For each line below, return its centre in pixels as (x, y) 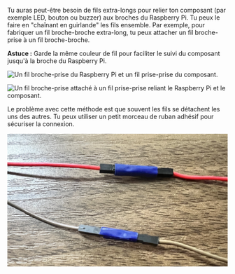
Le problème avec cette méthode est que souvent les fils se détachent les (114, 109)
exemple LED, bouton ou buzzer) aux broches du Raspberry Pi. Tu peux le (114, 18)
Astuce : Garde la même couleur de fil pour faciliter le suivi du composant (114, 53)
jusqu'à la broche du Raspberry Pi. (57, 61)
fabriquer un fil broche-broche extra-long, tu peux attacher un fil (100, 32)
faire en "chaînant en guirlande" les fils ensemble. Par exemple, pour (106, 25)
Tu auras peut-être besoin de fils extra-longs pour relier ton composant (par (116, 10)
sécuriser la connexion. (41, 124)
